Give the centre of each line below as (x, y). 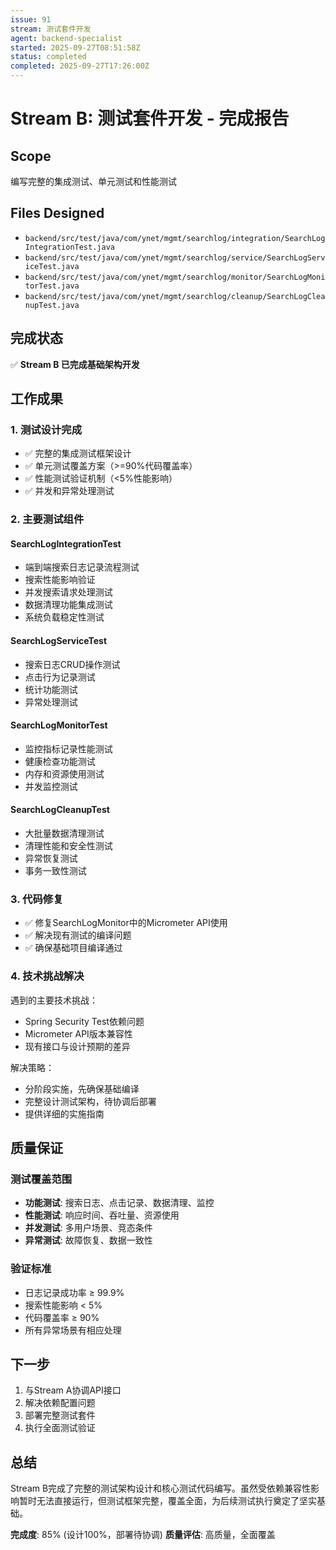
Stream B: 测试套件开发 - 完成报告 (150, 118)
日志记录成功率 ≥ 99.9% (74, 1292)
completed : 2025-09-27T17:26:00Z (80, 66)
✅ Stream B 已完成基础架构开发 (75, 364)
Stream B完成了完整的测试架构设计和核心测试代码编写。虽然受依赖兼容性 (161, 1488)
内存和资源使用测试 (64, 773)
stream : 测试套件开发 (51, 29)
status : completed (48, 57)
